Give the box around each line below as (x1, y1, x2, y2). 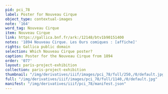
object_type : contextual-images (5, 16, 72, 21)
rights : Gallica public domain (5, 44, 70, 49)
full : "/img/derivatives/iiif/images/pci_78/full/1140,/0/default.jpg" (5, 77, 157, 82)
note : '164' (5, 21, 30, 26)
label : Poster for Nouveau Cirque (5, 12, 77, 17)
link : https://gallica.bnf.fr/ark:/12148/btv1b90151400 (5, 35, 124, 40)
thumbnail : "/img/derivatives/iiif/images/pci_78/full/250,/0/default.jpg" (5, 72, 166, 77)
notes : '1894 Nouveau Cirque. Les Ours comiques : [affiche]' (5, 40, 137, 45)
